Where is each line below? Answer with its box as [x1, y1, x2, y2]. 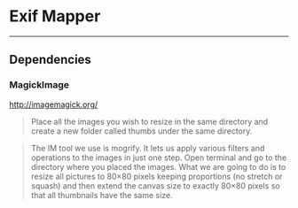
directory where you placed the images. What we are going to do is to [30, 161, 286, 172]
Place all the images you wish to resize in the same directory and [30, 116, 269, 127]
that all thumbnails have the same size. [30, 189, 173, 200]
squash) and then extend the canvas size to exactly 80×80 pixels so [30, 180, 281, 191]
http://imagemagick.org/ [9, 99, 98, 110]
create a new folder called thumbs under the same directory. [30, 126, 253, 136]
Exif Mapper [9, 6, 101, 27]
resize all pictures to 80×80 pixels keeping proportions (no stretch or [30, 171, 283, 181]
